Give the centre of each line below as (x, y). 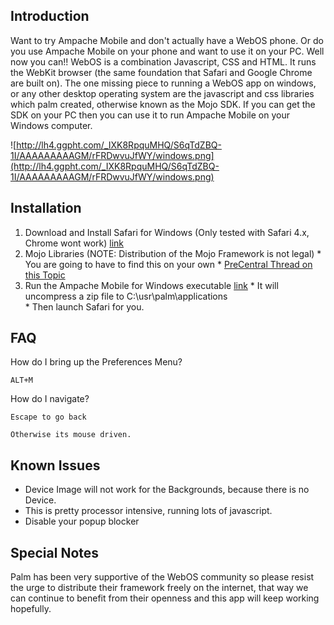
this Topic (45, 275)
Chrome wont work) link (74, 243)
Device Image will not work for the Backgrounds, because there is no (167, 490)
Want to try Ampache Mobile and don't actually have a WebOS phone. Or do (167, 40)
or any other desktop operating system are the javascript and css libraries (162, 93)
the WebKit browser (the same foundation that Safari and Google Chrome (161, 72)
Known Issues (55, 465)
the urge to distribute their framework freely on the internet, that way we (159, 588)
